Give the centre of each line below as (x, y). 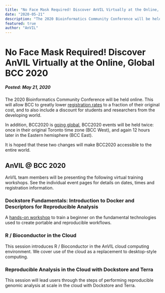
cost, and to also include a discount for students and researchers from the (80, 110)
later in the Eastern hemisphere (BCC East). (49, 135)
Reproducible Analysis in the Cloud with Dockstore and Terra (79, 269)
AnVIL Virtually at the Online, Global (80, 63)
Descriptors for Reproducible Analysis (52, 207)
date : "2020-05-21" (25, 14)
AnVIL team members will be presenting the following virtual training (74, 177)
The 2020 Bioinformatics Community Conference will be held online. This (79, 99)
